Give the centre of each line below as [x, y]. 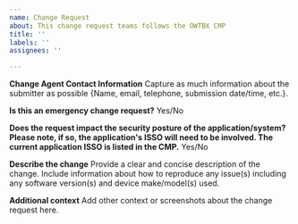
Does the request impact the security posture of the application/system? [148, 128]
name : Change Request [50, 17]
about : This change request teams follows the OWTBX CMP [118, 26]
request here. [34, 210]
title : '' [28, 34]
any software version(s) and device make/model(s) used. [115, 183]
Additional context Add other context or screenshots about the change [141, 201]
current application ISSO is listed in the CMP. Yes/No [109, 147]
